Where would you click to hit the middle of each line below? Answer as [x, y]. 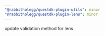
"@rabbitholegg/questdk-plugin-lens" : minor [51, 14]
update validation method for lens [39, 28]
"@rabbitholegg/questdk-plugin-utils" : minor [52, 10]
